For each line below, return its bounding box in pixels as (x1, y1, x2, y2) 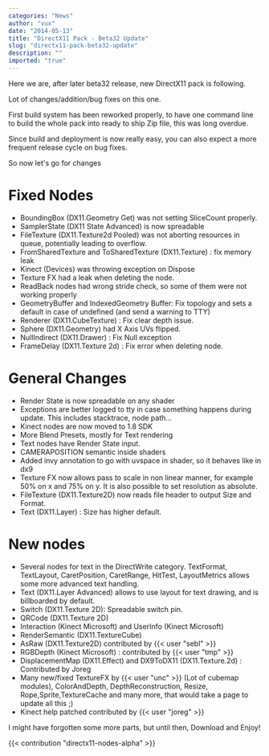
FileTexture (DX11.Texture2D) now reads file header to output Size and (19, 490, 251, 499)
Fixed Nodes (8, 187, 94, 205)
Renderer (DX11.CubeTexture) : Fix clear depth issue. (19, 315, 194, 325)
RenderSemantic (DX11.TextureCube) (19, 630, 142, 639)
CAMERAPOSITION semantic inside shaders (19, 447, 166, 457)
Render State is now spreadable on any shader (19, 396, 175, 405)
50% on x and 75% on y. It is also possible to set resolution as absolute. (19, 481, 259, 491)
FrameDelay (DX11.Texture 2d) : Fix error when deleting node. (19, 341, 223, 351)
